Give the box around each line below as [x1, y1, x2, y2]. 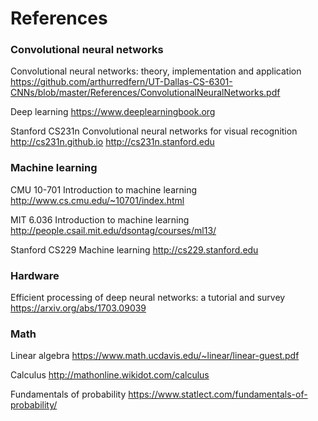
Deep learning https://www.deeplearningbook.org [10, 106, 216, 118]
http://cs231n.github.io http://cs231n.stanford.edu [10, 136, 215, 148]
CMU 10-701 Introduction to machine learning [10, 183, 198, 196]
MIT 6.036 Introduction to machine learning [10, 213, 190, 226]
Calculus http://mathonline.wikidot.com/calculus [10, 369, 210, 381]
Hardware [10, 268, 60, 282]
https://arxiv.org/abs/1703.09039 [10, 302, 147, 314]
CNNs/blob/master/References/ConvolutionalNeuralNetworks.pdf [10, 87, 281, 99]
